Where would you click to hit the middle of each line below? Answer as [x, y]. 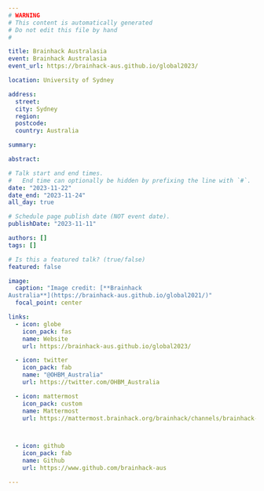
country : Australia [47, 131]
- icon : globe [38, 324]
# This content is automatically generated [81, 23]
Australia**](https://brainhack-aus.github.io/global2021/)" [110, 296]
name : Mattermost [51, 411]
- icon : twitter [42, 360]
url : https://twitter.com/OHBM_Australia [91, 382]
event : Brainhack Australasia [58, 59]
